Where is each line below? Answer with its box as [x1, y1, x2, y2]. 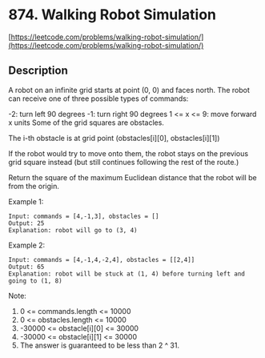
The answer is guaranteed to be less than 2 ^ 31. [19, 340, 180, 350]
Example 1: [8, 196, 44, 206]
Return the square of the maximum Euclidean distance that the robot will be [8, 172, 258, 182]
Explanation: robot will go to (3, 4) [8, 226, 138, 234]
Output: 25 [8, 219, 45, 227]
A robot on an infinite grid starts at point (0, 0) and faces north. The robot [8, 85, 250, 95]
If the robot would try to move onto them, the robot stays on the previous [8, 148, 249, 158]
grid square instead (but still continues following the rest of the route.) [8, 157, 239, 167]
